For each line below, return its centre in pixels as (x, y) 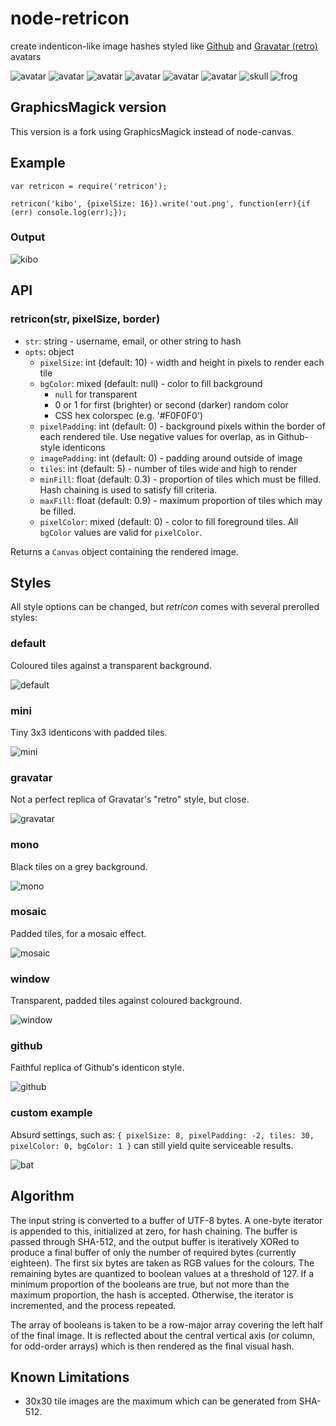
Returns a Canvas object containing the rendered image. (124, 551)
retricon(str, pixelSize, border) (85, 319)
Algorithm (42, 1196)
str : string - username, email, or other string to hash (133, 341)
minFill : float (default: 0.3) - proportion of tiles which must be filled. (180, 479)
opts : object (49, 351)
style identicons (72, 447)
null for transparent (96, 394)
